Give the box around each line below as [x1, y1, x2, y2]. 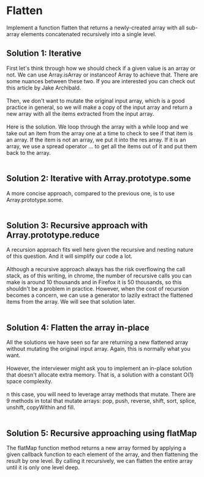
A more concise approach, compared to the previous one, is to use [6, 189, 175, 197]
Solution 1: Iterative [6, 48, 81, 59]
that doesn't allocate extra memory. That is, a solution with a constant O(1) [6, 371, 194, 378]
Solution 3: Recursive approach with [6, 220, 148, 230]
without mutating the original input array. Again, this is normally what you [6, 345, 191, 353]
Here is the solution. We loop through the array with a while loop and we [6, 123, 189, 130]
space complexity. [6, 378, 53, 385]
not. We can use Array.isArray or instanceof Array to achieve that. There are [6, 71, 198, 78]
